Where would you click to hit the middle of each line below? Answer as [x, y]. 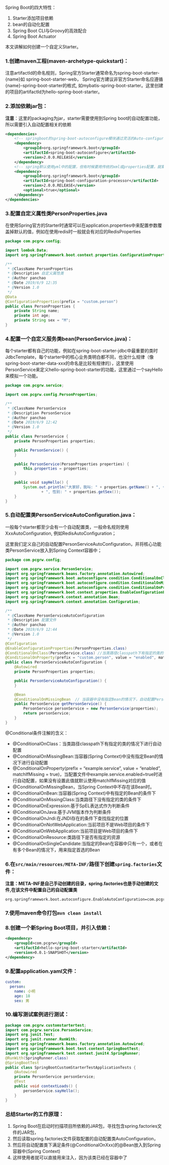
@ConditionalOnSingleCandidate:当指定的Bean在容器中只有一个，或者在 [88, 844]
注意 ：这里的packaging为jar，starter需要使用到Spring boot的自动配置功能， [84, 118]
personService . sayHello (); [52, 1091]
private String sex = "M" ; [43, 320]
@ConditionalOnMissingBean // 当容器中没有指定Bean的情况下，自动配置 [84, 699]
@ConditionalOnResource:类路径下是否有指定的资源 [66, 837]
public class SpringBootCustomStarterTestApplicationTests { [71, 1067]
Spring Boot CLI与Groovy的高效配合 [50, 31]
